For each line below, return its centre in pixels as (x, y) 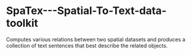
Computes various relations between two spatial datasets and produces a (96, 39)
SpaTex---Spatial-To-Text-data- (86, 11)
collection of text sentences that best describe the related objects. (87, 46)
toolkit (22, 23)
